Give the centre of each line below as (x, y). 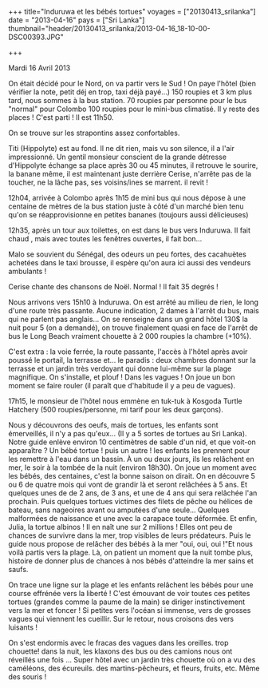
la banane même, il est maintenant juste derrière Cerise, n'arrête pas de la (130, 174)
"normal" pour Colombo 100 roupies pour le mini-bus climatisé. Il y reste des (134, 109)
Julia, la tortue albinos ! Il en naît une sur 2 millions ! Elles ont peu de (120, 527)
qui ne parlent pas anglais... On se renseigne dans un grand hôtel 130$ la (128, 319)
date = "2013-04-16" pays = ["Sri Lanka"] (77, 20)
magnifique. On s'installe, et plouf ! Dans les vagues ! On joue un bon (122, 377)
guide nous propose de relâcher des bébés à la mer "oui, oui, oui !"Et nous (131, 544)
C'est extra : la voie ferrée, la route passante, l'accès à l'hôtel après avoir (128, 352)
